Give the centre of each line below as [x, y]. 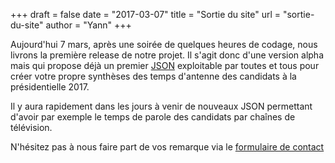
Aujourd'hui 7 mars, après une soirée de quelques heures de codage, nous [164, 44]
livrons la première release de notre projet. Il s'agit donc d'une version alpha [167, 55]
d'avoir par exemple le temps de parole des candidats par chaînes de [153, 117]
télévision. [31, 127]
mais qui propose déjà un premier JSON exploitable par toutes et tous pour [165, 65]
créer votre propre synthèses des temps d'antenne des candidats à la [153, 76]
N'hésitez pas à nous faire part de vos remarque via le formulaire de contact [167, 147]
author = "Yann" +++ [88, 25]
